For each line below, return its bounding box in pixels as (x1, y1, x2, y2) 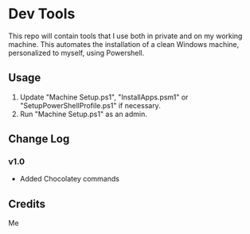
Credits (8, 197, 46, 211)
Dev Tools (8, 5, 76, 23)
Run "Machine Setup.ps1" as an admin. (19, 109, 147, 119)
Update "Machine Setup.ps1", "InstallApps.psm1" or (19, 92, 189, 102)
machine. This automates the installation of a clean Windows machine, (8, 39, 240, 49)
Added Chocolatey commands (19, 174, 119, 184)
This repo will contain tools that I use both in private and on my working (8, 31, 243, 41)
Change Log (8, 132, 70, 146)
